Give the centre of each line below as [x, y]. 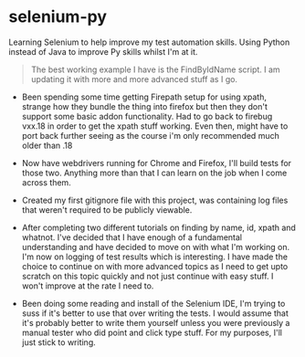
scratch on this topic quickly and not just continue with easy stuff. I [147, 276]
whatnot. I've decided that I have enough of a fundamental [132, 237]
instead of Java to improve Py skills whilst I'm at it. [103, 51]
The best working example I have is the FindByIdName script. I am [155, 69]
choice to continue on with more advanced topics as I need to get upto [155, 266]
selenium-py [58, 17]
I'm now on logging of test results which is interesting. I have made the [155, 257]
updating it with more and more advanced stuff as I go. [134, 79]
